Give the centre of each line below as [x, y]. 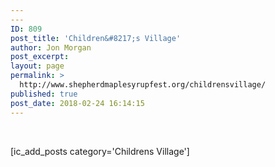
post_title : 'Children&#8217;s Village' [96, 38]
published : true [44, 94]
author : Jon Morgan [51, 47]
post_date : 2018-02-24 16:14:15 [77, 103]
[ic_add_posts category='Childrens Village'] [100, 151]
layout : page [37, 66]
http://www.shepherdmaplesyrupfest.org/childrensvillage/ [143, 85]
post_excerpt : [40, 57]
